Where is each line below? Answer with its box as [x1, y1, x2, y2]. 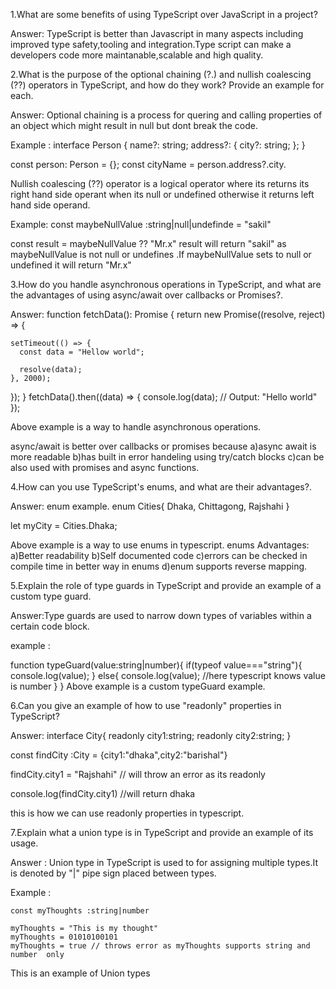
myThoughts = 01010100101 [10, 932, 118, 942]
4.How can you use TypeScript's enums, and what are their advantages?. [10, 481, 312, 493]
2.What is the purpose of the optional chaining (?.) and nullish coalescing [10, 69, 312, 80]
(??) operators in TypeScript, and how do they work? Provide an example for [10, 79, 325, 91]
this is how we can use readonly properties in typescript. [10, 807, 245, 819]
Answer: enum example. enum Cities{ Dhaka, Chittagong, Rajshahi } [10, 500, 290, 512]
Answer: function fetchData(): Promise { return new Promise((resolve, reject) [10, 309, 326, 320]
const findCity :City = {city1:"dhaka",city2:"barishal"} [10, 749, 228, 761]
